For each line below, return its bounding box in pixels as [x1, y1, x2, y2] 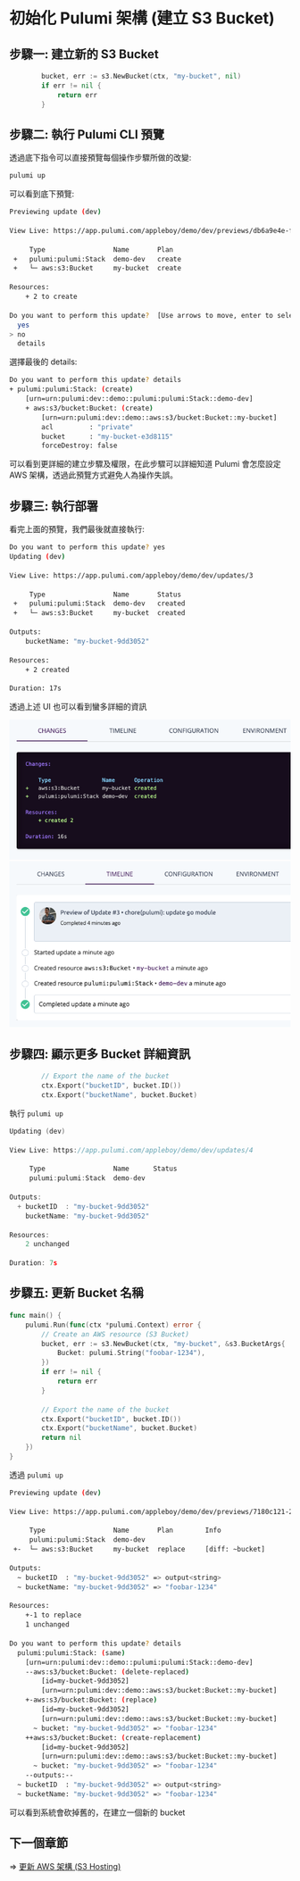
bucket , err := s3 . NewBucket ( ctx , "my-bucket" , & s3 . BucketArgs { [41, 1339, 286, 1348]
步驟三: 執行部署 [9, 498, 98, 513]
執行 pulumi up [9, 1108, 64, 1119]
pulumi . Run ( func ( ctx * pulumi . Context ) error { [25, 1320, 202, 1329]
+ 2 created [25, 665, 70, 674]
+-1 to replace [25, 1611, 82, 1620]
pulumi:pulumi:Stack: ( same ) [17, 1648, 126, 1657]
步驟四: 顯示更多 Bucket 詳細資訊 [9, 1046, 191, 1061]
